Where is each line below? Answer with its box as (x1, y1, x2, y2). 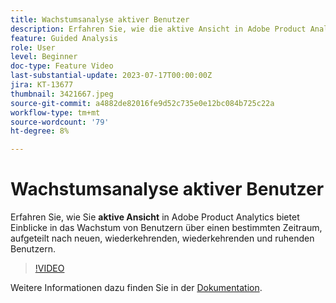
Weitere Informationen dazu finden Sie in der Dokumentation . (10, 282, 263, 294)
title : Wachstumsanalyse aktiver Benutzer (10, 14, 190, 25)
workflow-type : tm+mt (10, 107, 101, 118)
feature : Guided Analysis (10, 33, 118, 43)
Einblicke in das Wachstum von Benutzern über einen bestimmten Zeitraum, (10, 222, 323, 234)
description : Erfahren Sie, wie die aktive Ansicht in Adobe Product (10, 24, 307, 34)
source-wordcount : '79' (10, 117, 110, 127)
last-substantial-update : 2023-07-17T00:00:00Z (10, 71, 213, 81)
